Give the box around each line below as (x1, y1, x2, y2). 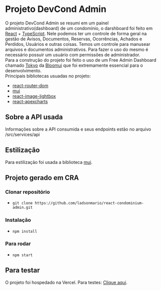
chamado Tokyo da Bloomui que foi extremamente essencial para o (5, 62, 143, 68)
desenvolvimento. (5, 67, 42, 73)
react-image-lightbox (12, 93, 56, 99)
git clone (12, 201, 33, 206)
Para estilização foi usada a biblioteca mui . (5, 159, 93, 165)
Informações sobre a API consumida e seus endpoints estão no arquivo (5, 126, 152, 132)
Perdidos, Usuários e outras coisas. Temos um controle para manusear (5, 41, 151, 47)
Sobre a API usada (5, 113, 63, 122)
